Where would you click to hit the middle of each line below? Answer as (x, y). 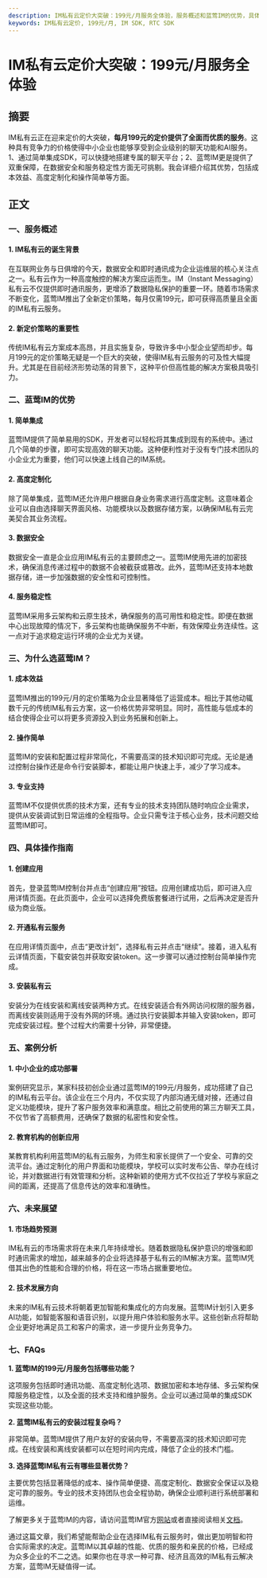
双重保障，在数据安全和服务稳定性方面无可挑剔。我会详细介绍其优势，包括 (130, 167)
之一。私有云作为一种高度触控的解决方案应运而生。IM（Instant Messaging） (133, 279)
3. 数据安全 (27, 538)
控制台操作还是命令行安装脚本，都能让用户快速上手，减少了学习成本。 (130, 767)
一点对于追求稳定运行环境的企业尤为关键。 (78, 635)
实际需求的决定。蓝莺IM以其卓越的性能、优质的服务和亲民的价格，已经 (130, 1546)
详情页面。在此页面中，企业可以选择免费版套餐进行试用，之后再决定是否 (133, 898)
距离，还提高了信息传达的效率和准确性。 (88, 1186)
